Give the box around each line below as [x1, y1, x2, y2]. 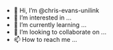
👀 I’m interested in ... [13, 14, 72, 22]
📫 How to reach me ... [13, 36, 77, 43]
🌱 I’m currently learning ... [13, 21, 87, 28]
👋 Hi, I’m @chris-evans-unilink [13, 7, 99, 14]
